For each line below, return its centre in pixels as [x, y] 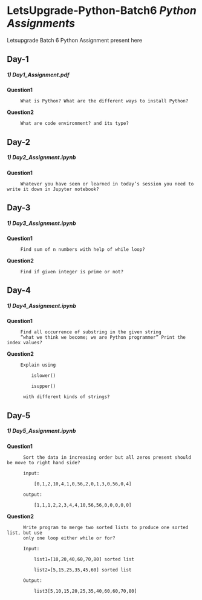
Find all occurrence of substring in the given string [91, 332]
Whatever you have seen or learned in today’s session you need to [107, 184]
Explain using [38, 365]
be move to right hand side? [44, 462]
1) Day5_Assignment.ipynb [41, 431]
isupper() [44, 386]
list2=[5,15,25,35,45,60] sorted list [83, 570]
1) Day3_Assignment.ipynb [41, 223]
